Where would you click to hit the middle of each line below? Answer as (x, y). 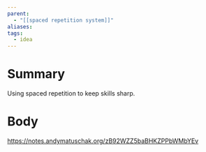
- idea (23, 40)
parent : (19, 14)
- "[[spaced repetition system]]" (64, 20)
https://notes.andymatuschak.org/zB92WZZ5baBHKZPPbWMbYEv (103, 141)
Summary (36, 74)
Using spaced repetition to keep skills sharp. (71, 93)
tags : (15, 33)
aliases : (20, 26)
